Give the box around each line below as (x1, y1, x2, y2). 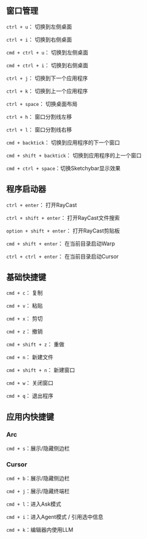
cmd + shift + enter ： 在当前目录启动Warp (6, 240, 115, 247)
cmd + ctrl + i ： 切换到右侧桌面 (6, 61, 89, 68)
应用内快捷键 (6, 411, 54, 422)
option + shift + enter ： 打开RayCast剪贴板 (6, 227, 120, 234)
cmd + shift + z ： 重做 (6, 341, 65, 348)
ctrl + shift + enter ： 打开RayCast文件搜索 (6, 214, 120, 221)
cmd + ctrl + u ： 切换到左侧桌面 (6, 48, 89, 56)
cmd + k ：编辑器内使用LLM (6, 526, 74, 534)
